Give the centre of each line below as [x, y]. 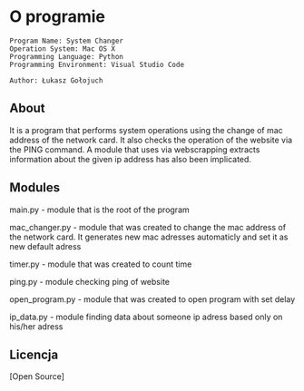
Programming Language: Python [67, 56]
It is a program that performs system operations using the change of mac [146, 130]
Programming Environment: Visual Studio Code [97, 64]
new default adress [45, 246]
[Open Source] [37, 376]
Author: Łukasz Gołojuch [56, 80]
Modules [35, 188]
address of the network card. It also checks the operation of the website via [151, 140]
